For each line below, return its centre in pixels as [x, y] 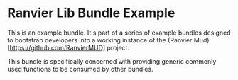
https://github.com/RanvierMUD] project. [70, 47]
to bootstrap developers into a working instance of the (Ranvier [100, 40]
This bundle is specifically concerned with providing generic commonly [112, 61]
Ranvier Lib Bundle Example [91, 13]
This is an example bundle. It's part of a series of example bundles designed [119, 33]
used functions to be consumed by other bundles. [81, 69]
